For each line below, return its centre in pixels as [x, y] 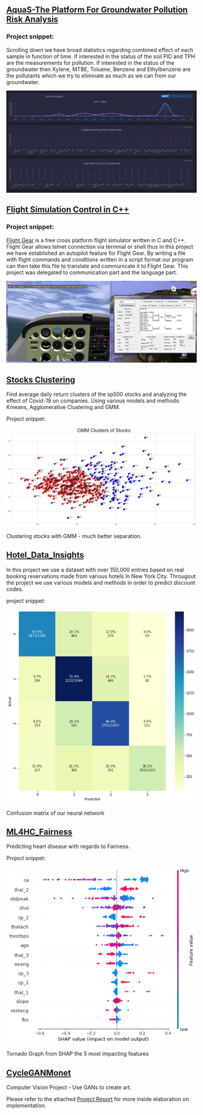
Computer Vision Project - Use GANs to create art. [69, 1087]
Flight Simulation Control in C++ [68, 210]
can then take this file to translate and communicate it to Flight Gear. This [97, 266]
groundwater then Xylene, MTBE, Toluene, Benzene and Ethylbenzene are [98, 69]
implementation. [26, 1106]
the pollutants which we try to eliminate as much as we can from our [91, 76]
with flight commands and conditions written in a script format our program [100, 259]
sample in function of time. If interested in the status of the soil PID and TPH [101, 56]
